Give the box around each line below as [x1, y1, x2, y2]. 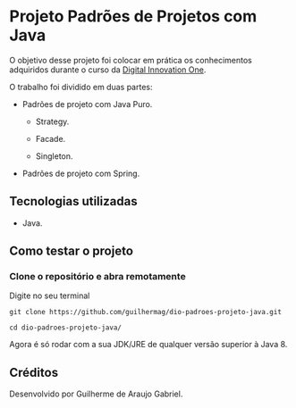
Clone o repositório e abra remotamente [9, 271, 186, 283]
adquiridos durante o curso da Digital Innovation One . [9, 64, 207, 75]
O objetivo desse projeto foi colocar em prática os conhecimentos [9, 54, 252, 65]
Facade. [35, 133, 66, 144]
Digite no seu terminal [9, 290, 90, 301]
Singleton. [35, 150, 73, 162]
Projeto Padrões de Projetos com [9, 6, 258, 27]
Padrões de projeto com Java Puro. [21, 98, 153, 109]
